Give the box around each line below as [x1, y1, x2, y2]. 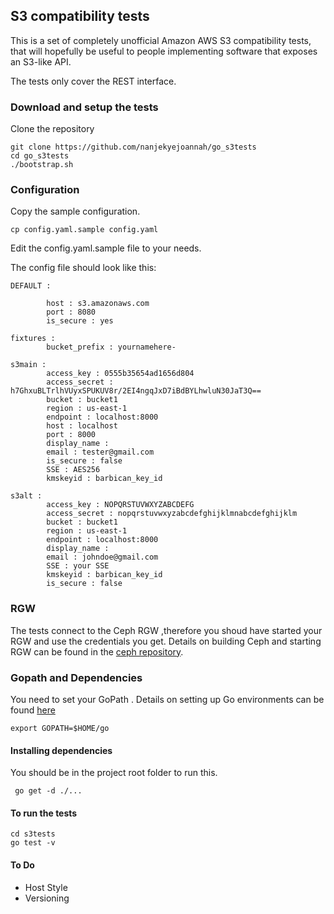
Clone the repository [10, 123, 95, 135]
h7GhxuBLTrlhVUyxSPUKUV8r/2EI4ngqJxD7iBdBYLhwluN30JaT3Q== [10, 386, 262, 396]
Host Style [24, 881, 68, 893]
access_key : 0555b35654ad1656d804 [46, 369, 195, 379]
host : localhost [46, 421, 118, 431]
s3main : [10, 360, 47, 370]
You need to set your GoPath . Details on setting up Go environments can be [10, 694, 325, 705]
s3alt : [10, 491, 43, 501]
